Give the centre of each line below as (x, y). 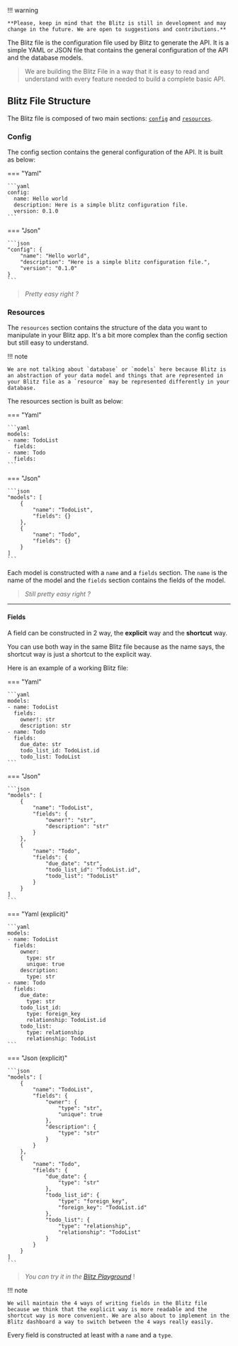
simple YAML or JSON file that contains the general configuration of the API (118, 50)
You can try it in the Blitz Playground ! (80, 1277)
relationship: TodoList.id (66, 1020)
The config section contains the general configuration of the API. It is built (115, 152)
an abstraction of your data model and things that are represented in (115, 376)
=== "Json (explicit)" (38, 1058)
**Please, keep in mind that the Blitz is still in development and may (117, 23)
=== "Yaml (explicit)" (38, 913)
